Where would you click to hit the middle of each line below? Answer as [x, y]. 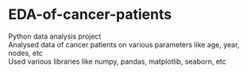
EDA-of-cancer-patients [90, 15]
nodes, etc [26, 53]
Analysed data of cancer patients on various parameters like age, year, [124, 44]
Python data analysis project [55, 36]
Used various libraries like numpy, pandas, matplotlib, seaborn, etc [117, 61]
